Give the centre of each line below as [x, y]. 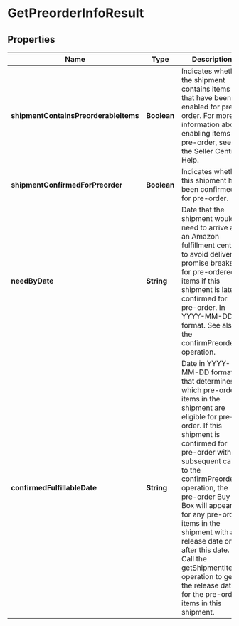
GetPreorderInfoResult [76, 13]
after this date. [205, 550]
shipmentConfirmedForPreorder [67, 185]
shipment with [205, 532]
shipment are [203, 408]
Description [212, 59]
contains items [206, 89]
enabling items [206, 133]
